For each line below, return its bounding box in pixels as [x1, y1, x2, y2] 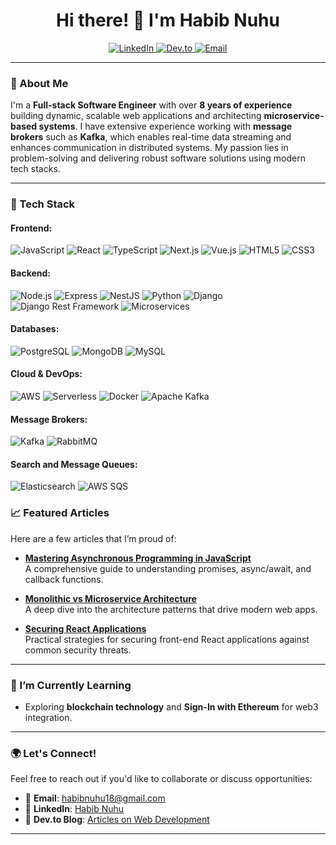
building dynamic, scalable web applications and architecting [10, 110, 262, 122]
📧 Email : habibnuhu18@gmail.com [24, 792, 166, 804]
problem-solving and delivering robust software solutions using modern [10, 152, 306, 164]
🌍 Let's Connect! [10, 746, 97, 760]
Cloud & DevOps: [10, 368, 83, 380]
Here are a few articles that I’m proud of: [10, 532, 177, 544]
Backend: [10, 267, 51, 279]
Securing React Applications [24, 622, 147, 634]
